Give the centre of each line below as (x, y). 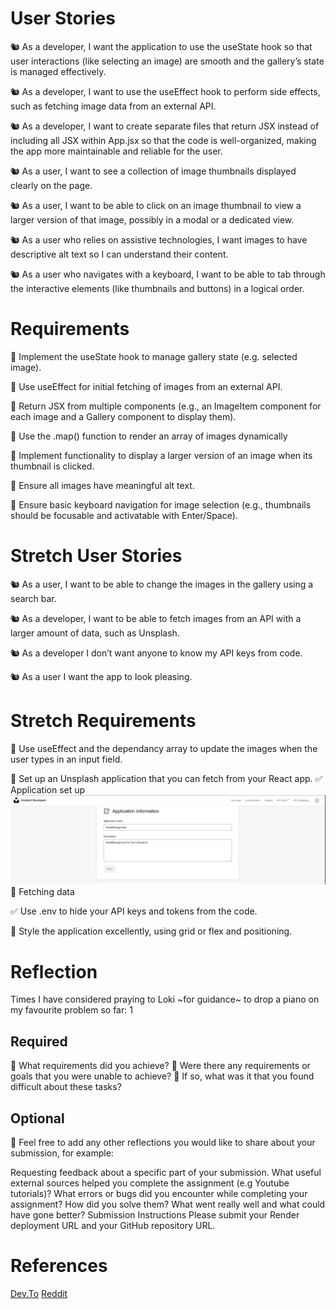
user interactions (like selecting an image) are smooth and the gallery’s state (167, 61)
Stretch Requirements (103, 721)
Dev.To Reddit (39, 1293)
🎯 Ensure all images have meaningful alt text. (102, 485)
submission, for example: (62, 1153)
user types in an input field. (66, 759)
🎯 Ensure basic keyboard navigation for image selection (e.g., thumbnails (161, 504)
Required (39, 1041)
